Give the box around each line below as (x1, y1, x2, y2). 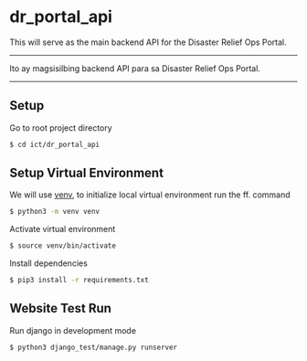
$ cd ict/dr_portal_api (9, 140, 101, 149)
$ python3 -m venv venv (9, 207, 101, 217)
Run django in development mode (9, 324, 137, 335)
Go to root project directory (9, 122, 112, 133)
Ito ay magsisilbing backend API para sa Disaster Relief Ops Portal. (9, 62, 260, 74)
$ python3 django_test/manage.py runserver (9, 343, 178, 352)
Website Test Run (9, 301, 112, 316)
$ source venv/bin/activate (9, 241, 117, 250)
